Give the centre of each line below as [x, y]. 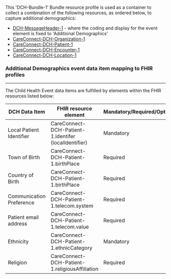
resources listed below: [30, 96]
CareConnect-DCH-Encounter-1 [46, 50]
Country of [21, 175]
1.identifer [63, 136]
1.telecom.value [70, 227]
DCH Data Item [27, 112]
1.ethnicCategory [72, 248]
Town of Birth [24, 158]
